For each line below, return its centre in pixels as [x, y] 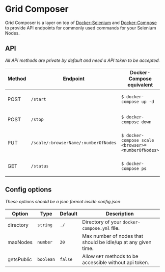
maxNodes [20, 242]
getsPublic [20, 259]
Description [120, 214]
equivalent [140, 84]
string [45, 225]
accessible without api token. [116, 262]
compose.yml [96, 228]
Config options [28, 190]
